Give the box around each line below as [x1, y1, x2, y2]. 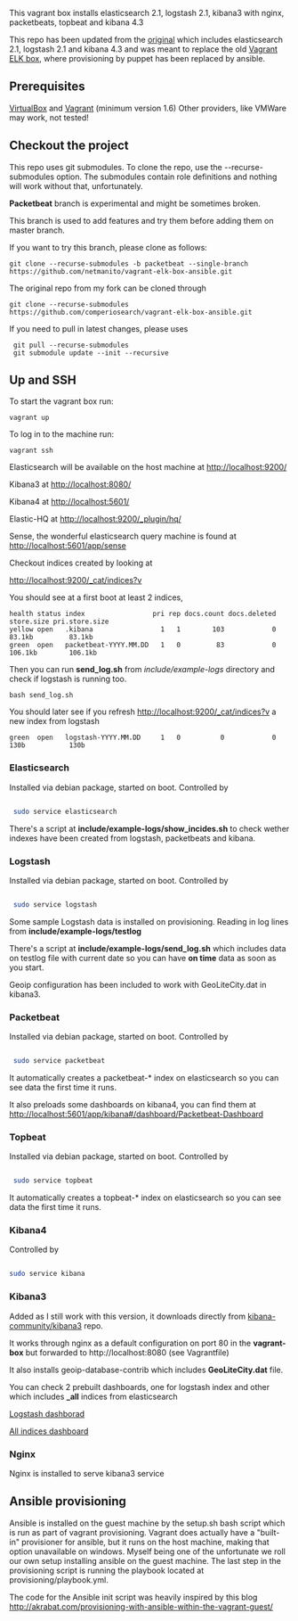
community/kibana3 [9, 1320, 83, 1331]
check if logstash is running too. [9, 673, 127, 685]
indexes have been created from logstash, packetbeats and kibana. [9, 833, 256, 843]
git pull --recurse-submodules [12, 341, 129, 350]
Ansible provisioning [9, 1493, 127, 1510]
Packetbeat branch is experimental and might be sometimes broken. [9, 198, 261, 209]
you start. [9, 962, 44, 973]
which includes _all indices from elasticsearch [9, 1391, 178, 1402]
